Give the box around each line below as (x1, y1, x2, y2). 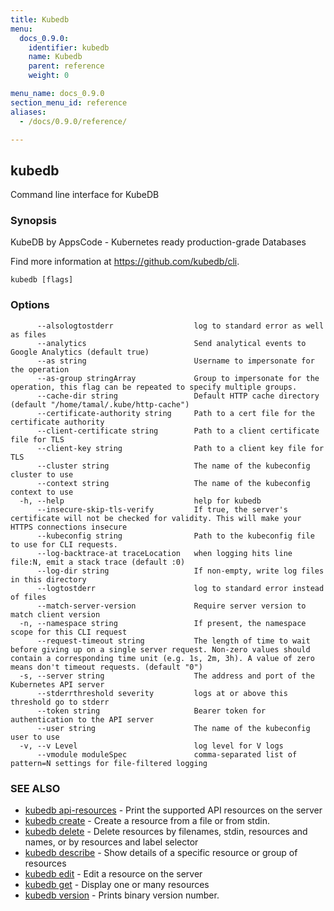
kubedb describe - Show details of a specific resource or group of (24, 847, 298, 859)
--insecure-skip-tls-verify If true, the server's (36, 504, 288, 515)
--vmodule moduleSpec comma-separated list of (36, 749, 298, 760)
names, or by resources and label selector (24, 836, 199, 848)
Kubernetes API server (10, 679, 105, 690)
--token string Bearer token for (36, 706, 267, 716)
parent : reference (28, 61, 105, 71)
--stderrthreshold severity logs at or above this (36, 688, 288, 698)
